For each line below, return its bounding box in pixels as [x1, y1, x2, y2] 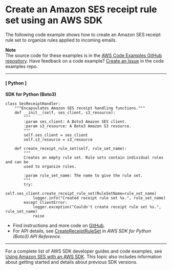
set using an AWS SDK [5, 14, 103, 26]
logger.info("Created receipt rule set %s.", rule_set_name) [32, 196, 166, 201]
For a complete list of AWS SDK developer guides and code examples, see [5, 248, 162, 255]
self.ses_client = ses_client [24, 132, 88, 138]
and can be [5, 160, 29, 165]
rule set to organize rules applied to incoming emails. [5, 37, 117, 43]
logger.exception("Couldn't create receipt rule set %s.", [32, 204, 161, 210]
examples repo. [5, 63, 38, 69]
